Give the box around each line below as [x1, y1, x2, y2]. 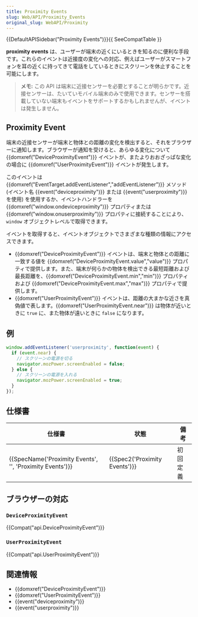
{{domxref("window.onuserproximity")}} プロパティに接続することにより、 [6, 210, 187, 217]
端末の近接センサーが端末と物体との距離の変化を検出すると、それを [6, 139, 171, 146]
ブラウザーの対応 [6, 494, 68, 504]
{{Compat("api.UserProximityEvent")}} [6, 551, 100, 558]
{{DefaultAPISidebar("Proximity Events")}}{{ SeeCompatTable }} [6, 36, 162, 43]
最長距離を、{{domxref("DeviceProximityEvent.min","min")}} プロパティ [14, 272, 189, 280]
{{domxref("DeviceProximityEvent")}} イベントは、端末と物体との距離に [14, 251, 190, 258]
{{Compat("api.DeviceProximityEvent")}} [6, 524, 105, 531]
